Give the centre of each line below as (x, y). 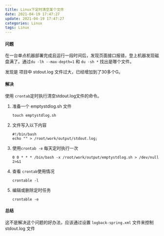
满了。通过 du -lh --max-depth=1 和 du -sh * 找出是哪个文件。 (72, 62)
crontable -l (25, 181)
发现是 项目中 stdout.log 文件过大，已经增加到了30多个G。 (64, 72)
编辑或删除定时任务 (31, 190)
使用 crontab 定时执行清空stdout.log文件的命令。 (53, 96)
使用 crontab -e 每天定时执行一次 (45, 148)
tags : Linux (17, 28)
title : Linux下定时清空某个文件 (35, 9)
